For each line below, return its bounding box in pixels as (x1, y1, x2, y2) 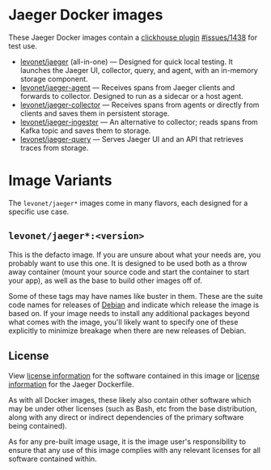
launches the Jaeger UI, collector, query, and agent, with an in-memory (19, 65, 259, 75)
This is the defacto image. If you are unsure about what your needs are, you (8, 250, 261, 259)
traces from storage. (19, 143, 89, 152)
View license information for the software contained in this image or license (8, 370, 260, 380)
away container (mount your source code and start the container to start (8, 267, 250, 276)
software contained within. (8, 454, 97, 464)
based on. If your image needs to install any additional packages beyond (8, 308, 250, 318)
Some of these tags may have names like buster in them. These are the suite (8, 291, 264, 301)
